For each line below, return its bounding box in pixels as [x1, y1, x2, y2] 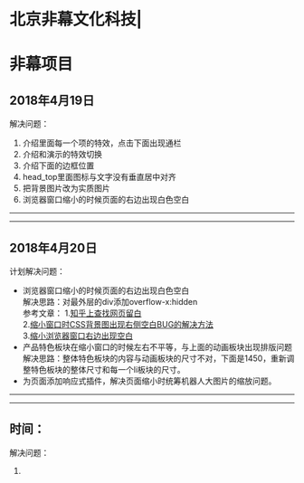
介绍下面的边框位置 [22, 160, 95, 171]
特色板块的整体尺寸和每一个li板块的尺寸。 [30, 365, 185, 374]
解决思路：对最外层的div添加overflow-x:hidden [22, 297, 198, 307]
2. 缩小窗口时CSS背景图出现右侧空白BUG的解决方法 [22, 319, 214, 329]
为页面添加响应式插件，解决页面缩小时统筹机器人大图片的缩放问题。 [22, 375, 277, 386]
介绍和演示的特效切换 [22, 149, 102, 160]
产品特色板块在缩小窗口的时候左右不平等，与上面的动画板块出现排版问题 [22, 342, 292, 352]
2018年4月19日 [9, 92, 95, 108]
